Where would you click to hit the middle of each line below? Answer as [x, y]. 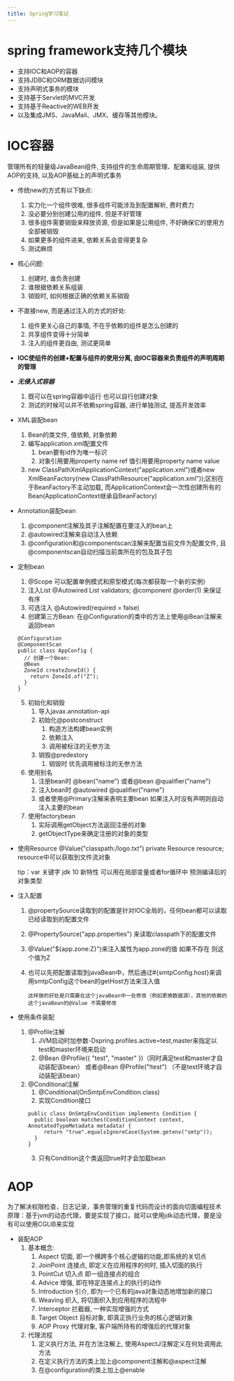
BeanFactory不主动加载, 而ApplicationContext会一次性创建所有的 [127, 487]
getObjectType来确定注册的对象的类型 [93, 833]
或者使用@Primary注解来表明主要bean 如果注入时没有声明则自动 [131, 798]
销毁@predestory [63, 755]
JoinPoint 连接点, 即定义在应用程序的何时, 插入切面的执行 [120, 1265]
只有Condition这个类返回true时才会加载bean [102, 1158]
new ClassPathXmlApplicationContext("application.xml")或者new [121, 470]
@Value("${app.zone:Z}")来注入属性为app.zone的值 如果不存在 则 [123, 948]
